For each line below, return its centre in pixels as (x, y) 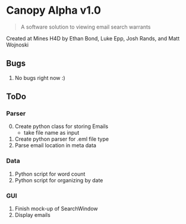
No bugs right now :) (40, 77)
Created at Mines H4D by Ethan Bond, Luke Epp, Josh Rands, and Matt (93, 38)
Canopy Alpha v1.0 (53, 10)
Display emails (32, 215)
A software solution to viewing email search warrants (86, 27)
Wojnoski (17, 45)
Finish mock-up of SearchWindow (56, 209)
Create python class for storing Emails (62, 126)
